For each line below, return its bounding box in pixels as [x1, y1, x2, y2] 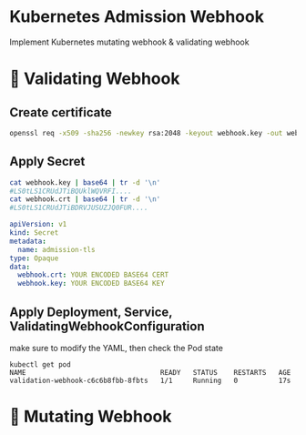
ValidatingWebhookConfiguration [9, 319, 205, 334]
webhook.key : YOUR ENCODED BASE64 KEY [17, 279, 166, 288]
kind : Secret [9, 228, 59, 238]
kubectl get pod [9, 359, 71, 369]
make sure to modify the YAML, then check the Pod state [9, 342, 223, 353]
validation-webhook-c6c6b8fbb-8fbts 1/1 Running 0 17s [9, 376, 291, 385]
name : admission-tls [17, 245, 96, 254]
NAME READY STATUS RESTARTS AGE [9, 368, 291, 377]
